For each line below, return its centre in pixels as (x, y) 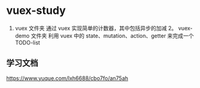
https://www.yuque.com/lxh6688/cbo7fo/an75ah (67, 78)
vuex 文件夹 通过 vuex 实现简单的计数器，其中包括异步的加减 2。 (96, 28)
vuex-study (36, 11)
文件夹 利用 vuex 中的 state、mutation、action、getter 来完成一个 (113, 36)
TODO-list (27, 42)
